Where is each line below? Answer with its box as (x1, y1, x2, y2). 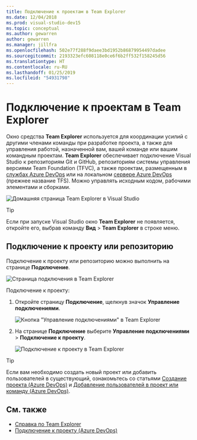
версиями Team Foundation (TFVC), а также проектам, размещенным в (6, 165, 188, 172)
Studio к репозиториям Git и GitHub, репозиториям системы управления (6, 158, 190, 165)
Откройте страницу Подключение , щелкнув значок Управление (14, 298, 180, 305)
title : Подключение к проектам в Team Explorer (6, 8, 126, 15)
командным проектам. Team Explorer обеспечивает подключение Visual (6, 152, 191, 159)
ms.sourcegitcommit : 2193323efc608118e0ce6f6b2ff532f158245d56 (6, 53, 166, 59)
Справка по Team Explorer (14, 420, 81, 428)
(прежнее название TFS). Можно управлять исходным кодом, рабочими (6, 177, 191, 184)
